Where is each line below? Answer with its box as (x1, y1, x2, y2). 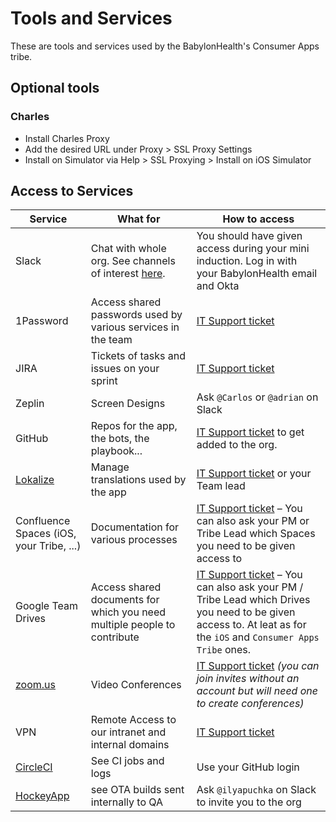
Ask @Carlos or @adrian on (196, 390, 319, 404)
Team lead (196, 479, 246, 493)
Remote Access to (90, 713, 177, 727)
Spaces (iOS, (15, 527, 77, 541)
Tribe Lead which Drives (196, 593, 311, 607)
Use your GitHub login (196, 760, 300, 774)
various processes (90, 533, 178, 547)
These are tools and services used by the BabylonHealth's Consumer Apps (10, 40, 320, 52)
